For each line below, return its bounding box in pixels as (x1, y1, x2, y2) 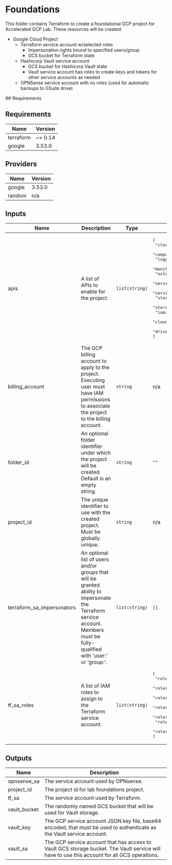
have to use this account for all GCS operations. (44, 852, 159, 859)
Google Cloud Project (12, 36, 58, 42)
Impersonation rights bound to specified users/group (28, 47, 140, 53)
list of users (81, 556, 109, 563)
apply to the (81, 364, 110, 371)
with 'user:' (81, 652, 108, 660)
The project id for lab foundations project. (44, 786, 144, 793)
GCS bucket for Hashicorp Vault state (28, 63, 107, 69)
